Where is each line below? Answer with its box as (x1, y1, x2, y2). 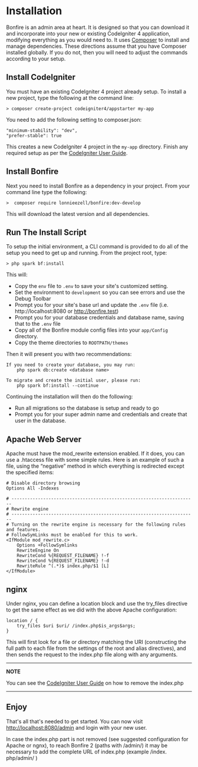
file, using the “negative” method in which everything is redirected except (6, 462, 184, 470)
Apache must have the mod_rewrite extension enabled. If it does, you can (6, 450, 185, 457)
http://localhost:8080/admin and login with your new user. (6, 724, 147, 731)
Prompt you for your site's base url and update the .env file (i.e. (14, 302, 169, 309)
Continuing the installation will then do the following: (6, 393, 133, 400)
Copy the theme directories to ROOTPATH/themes (14, 339, 128, 347)
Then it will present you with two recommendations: (6, 351, 132, 358)
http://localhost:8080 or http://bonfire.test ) (14, 308, 119, 315)
